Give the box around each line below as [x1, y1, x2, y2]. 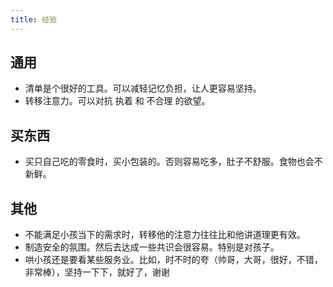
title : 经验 [10, 14, 57, 25]
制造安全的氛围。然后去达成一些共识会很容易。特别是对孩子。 [24, 241, 280, 253]
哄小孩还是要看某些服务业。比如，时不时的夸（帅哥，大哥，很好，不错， [24, 254, 323, 266]
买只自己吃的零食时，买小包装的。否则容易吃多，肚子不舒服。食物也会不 [24, 156, 323, 168]
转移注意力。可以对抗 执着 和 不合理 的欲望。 [24, 95, 211, 107]
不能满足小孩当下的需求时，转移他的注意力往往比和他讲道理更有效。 [24, 229, 306, 241]
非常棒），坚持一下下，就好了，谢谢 [24, 266, 170, 278]
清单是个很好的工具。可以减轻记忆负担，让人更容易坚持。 [24, 82, 262, 95]
